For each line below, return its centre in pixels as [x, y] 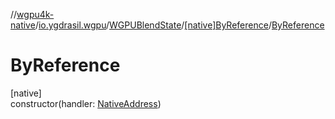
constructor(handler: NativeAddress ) [86, 103]
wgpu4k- [35, 14]
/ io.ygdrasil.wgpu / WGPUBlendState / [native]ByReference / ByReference [179, 25]
